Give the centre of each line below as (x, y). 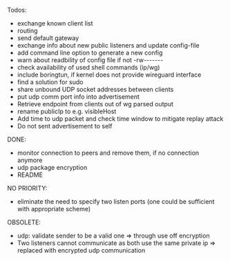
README (30, 175)
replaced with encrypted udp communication (81, 250)
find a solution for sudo (50, 82)
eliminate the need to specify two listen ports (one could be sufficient (116, 202)
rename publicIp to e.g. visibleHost (67, 111)
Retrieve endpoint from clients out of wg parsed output (95, 104)
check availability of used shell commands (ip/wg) (88, 67)
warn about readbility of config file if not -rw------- (90, 60)
